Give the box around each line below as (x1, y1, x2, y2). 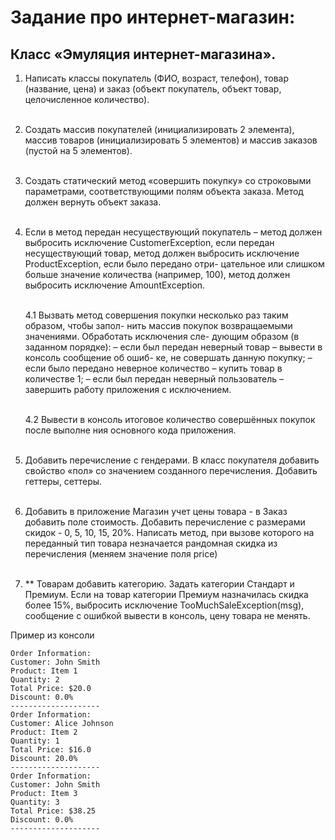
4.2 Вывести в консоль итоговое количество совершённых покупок (24, 414, 316, 425)
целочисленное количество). (24, 94, 150, 105)
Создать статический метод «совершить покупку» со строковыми (24, 175, 312, 186)
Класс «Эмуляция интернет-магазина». (10, 46, 277, 63)
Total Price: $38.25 (10, 806, 97, 816)
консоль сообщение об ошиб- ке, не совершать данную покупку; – (24, 352, 313, 363)
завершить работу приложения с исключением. (24, 384, 232, 395)
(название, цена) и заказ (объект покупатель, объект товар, (24, 83, 282, 95)
